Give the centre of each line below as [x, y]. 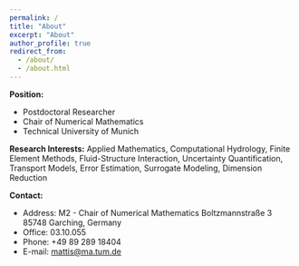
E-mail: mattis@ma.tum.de [72, 251]
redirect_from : [38, 52]
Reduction [29, 177]
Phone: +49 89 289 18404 [72, 241]
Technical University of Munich [81, 131]
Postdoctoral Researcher [69, 112]
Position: [27, 94]
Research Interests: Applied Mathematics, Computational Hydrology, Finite [150, 148]
